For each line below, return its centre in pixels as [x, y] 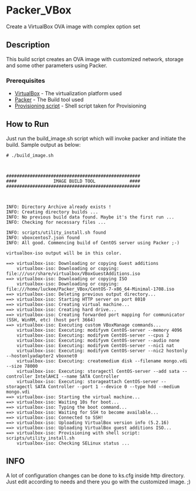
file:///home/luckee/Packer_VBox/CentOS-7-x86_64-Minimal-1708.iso [90, 289]
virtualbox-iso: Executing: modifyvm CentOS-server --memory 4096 [99, 330]
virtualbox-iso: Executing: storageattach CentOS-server [88, 381]
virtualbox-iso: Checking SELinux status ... [73, 443]
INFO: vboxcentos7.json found [43, 238]
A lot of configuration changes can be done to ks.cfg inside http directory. [95, 475]
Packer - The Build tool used [49, 100]
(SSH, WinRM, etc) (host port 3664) [51, 320]
